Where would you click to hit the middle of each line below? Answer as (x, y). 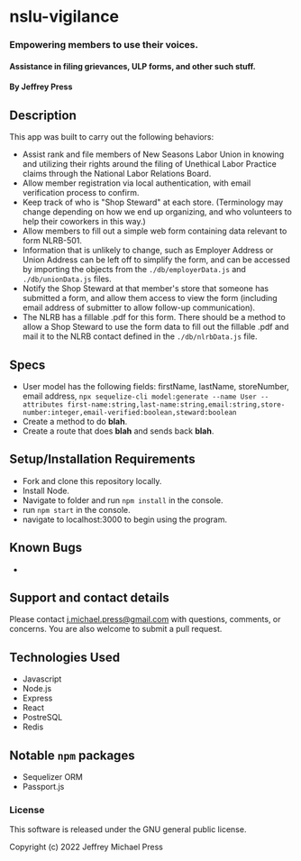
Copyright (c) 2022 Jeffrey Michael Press (87, 847)
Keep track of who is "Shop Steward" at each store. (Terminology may (153, 202)
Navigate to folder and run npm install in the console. (123, 500)
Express (37, 698)
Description (43, 115)
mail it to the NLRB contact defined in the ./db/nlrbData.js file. (140, 336)
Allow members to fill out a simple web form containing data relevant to (155, 231)
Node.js (37, 689)
